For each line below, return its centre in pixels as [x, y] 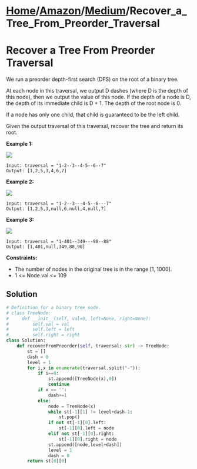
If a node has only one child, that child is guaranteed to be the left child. [93, 115]
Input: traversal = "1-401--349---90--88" [59, 242]
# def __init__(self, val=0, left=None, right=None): [79, 319]
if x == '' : [52, 390]
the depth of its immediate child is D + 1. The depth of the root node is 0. [94, 103]
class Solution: [26, 340]
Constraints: [22, 258]
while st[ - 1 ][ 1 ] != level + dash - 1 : [90, 412]
